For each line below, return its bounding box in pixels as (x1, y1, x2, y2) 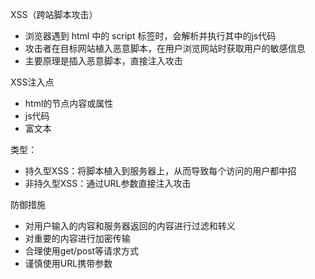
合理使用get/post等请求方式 (24, 245, 140, 257)
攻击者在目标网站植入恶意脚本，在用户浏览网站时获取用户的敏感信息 (24, 43, 306, 54)
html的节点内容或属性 (24, 98, 114, 109)
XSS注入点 (10, 76, 55, 88)
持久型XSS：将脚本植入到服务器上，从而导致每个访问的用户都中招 (24, 165, 297, 177)
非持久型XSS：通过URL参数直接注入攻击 (24, 178, 192, 189)
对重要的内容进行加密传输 (24, 233, 131, 244)
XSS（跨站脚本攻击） (10, 9, 98, 20)
